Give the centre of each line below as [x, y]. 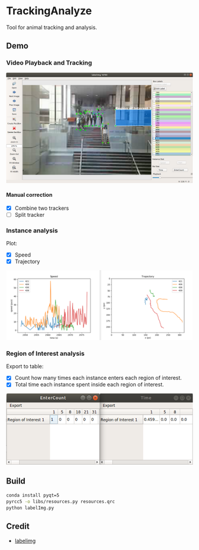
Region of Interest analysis [45, 354]
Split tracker [30, 215]
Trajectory [27, 261]
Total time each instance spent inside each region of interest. [89, 385]
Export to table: [25, 366]
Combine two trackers [42, 208]
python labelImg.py [30, 508]
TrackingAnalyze [49, 11]
